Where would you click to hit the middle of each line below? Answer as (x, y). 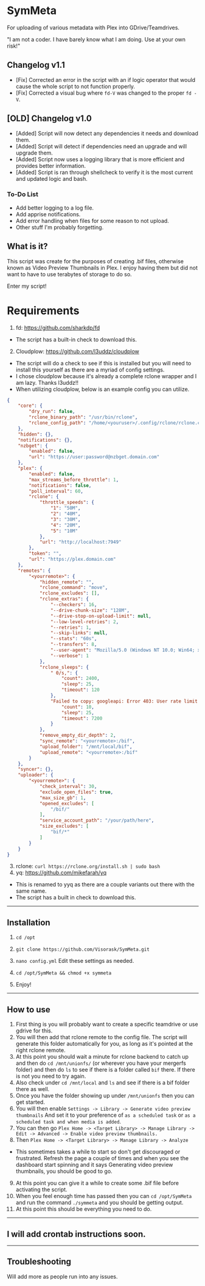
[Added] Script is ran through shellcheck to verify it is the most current (104, 172)
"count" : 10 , (78, 707)
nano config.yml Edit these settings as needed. (75, 961)
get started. (30, 1102)
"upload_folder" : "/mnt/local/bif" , (86, 747)
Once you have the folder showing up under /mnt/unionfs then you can (105, 1096)
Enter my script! (27, 286)
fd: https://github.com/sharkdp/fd (57, 327)
